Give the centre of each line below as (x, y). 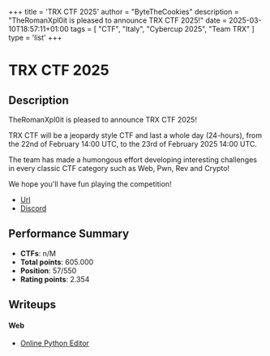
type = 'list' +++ (35, 37)
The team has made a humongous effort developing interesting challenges (133, 160)
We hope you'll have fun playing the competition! (90, 184)
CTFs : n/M (38, 253)
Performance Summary (69, 234)
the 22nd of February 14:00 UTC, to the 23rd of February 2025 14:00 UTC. (133, 144)
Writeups (32, 305)
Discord (33, 208)
